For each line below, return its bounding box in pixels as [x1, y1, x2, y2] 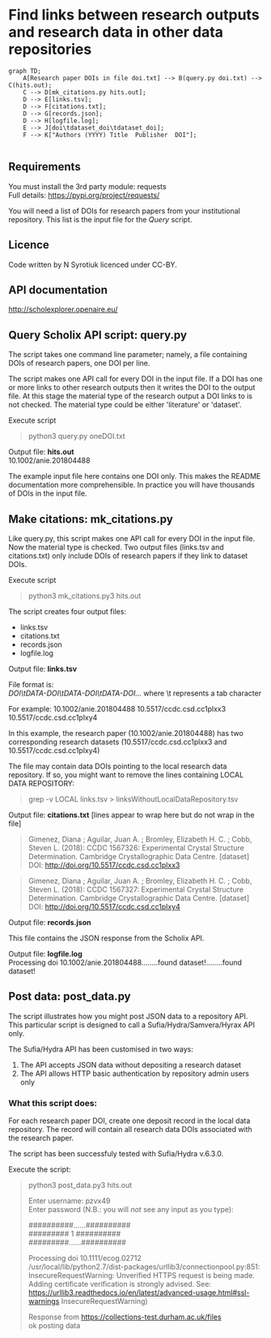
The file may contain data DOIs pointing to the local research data [8, 761, 227, 771]
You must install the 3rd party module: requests [8, 181, 167, 191]
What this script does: [8, 1097, 98, 1108]
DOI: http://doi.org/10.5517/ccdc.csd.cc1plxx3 [28, 860, 180, 870]
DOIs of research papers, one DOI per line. [8, 359, 150, 368]
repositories [8, 41, 92, 58]
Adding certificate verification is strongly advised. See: [28, 1280, 212, 1289]
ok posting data [28, 1321, 81, 1331]
